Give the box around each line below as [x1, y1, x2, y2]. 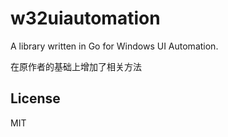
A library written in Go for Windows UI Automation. [10, 40, 219, 52]
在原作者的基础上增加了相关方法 [10, 60, 142, 72]
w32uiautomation [10, 7, 161, 30]
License [10, 90, 61, 107]
